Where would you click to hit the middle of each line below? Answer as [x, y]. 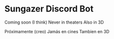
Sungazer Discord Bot [49, 9]
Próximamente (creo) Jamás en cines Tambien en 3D [57, 31]
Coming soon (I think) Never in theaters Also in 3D [54, 22]
